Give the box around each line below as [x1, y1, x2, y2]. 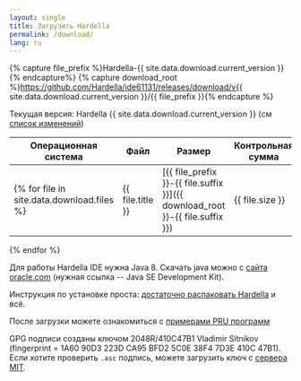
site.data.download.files [13, 194, 115, 206]
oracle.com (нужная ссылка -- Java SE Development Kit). [9, 272, 225, 282]
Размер [176, 145, 211, 158]
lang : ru [9, 38, 42, 48]
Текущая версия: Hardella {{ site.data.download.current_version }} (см [9, 108, 272, 119]
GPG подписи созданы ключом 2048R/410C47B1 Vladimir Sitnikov [9, 333, 259, 344]
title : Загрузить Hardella [9, 22, 110, 30]
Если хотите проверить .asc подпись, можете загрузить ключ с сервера [9, 352, 288, 363]
